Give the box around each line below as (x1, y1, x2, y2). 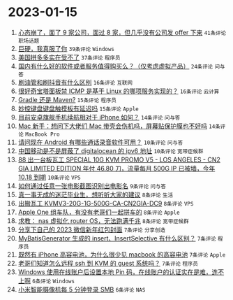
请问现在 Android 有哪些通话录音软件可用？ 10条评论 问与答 (17, 138, 183, 146)
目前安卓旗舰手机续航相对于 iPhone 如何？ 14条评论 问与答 (17, 113, 181, 121)
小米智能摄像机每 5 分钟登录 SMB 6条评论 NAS (17, 285, 146, 294)
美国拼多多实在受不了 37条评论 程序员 (17, 53, 121, 62)
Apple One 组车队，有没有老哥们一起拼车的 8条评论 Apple (17, 208, 180, 216)
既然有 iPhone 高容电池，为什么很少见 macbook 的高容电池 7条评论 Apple (17, 250, 226, 259)
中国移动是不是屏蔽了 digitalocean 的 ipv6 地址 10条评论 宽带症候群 (17, 146, 204, 155)
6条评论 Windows (31, 278, 75, 285)
